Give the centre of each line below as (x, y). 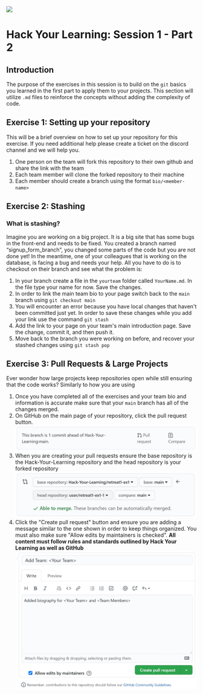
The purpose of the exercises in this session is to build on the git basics (96, 84)
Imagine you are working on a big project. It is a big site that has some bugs (100, 237)
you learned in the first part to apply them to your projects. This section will (100, 91)
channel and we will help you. (43, 150)
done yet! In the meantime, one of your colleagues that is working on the (97, 256)
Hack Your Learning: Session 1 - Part (100, 35)
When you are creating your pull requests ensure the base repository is (103, 455)
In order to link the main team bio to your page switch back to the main (102, 293)
